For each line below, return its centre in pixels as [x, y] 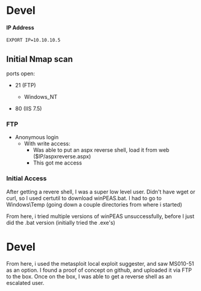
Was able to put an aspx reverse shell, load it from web [101, 150]
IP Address [20, 27]
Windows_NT [41, 97]
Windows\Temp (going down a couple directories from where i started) [94, 204]
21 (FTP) [25, 86]
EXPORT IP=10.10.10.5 [33, 40]
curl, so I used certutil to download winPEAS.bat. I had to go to [84, 198]
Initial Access [27, 178]
